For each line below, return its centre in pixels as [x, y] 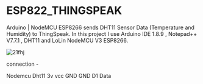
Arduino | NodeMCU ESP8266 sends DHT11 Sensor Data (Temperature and [101, 27]
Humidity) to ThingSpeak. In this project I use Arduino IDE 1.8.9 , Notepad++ [102, 33]
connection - [23, 64]
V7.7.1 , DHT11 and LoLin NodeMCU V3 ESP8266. [67, 40]
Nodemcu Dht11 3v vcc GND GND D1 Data [59, 75]
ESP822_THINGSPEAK [64, 11]
